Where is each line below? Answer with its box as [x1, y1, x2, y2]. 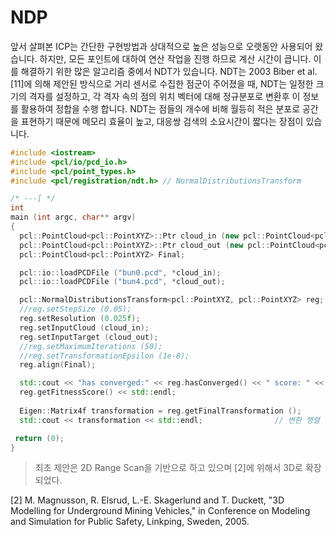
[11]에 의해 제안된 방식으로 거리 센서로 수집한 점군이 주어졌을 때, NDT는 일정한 [10, 77, 314, 90]
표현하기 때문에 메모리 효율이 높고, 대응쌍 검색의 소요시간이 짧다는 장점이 [20, 115, 304, 127]
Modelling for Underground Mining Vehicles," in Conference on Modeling [10, 505, 311, 517]
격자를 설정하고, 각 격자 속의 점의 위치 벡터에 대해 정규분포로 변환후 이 [28, 90, 301, 102]
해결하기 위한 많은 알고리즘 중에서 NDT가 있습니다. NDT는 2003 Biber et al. [20, 65, 318, 77]
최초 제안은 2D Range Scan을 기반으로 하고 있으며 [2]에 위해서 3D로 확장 [34, 462, 322, 474]
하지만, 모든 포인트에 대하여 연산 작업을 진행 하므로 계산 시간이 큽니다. [39, 52, 312, 65]
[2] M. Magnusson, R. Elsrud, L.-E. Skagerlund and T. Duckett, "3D [10, 494, 285, 506]
